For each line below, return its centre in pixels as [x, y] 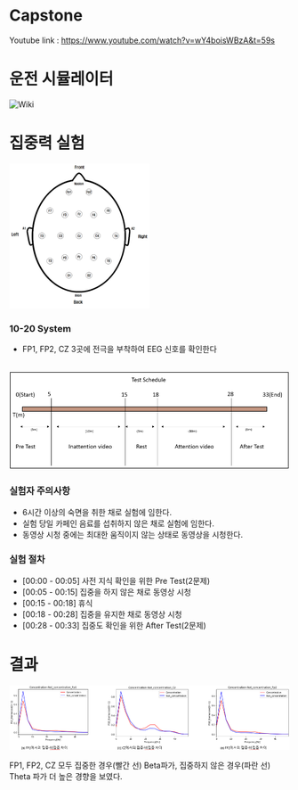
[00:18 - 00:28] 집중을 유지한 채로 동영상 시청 [102, 614]
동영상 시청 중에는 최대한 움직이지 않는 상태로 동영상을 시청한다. [132, 534]
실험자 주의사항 [40, 491]
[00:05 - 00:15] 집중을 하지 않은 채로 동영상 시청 [106, 592]
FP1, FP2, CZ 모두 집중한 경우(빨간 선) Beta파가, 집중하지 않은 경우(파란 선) [140, 765]
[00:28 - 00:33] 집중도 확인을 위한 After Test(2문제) [114, 625]
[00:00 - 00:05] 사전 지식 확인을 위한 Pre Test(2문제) [116, 580]
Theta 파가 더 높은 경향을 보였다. [66, 776]
